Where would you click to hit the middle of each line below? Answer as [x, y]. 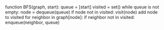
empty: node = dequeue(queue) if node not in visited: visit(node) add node [81, 12]
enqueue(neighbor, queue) [32, 22]
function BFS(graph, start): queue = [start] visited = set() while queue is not [82, 7]
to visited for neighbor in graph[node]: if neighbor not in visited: [70, 17]
